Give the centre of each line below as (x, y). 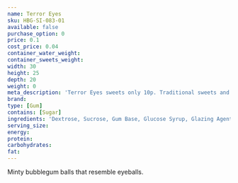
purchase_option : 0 (36, 34)
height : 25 (23, 73)
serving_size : (28, 125)
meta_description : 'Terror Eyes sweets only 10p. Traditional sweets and (119, 93)
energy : (19, 132)
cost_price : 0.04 (33, 47)
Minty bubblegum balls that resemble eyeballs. (75, 172)
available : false (33, 27)
